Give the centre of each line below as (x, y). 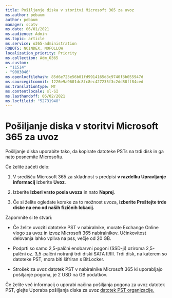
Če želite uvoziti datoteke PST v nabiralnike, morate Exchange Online (86, 228)
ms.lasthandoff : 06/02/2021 (35, 96)
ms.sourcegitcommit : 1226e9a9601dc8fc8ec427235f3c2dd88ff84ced (74, 82)
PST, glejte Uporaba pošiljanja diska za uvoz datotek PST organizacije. (80, 290)
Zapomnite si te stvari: (29, 218)
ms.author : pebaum (25, 15)
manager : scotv (22, 24)
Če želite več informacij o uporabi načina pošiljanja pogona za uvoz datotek (85, 285)
